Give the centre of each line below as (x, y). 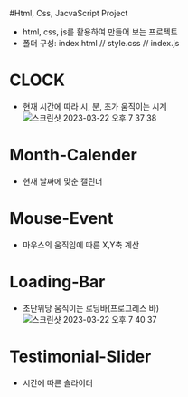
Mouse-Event (61, 219)
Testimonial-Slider (80, 356)
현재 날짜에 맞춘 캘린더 (62, 181)
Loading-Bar (57, 282)
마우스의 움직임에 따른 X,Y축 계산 (81, 245)
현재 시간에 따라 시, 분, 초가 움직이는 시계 (94, 106)
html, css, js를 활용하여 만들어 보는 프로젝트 (100, 32)
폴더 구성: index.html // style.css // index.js (101, 43)
